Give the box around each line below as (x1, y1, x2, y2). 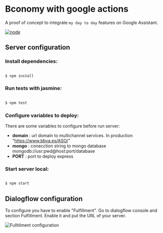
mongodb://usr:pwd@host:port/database (12, 148, 95, 154)
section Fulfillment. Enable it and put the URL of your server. (5, 212, 126, 218)
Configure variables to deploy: (5, 112, 79, 118)
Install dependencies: (5, 58, 58, 65)
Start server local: (5, 165, 49, 172)
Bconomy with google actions (5, 3, 129, 15)
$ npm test (5, 100, 27, 105)
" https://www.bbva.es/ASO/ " (12, 138, 70, 143)
